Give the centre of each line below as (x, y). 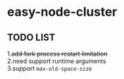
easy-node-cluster (62, 12)
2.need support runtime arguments (57, 61)
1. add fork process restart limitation (58, 54)
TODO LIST (31, 37)
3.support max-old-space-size (50, 68)
